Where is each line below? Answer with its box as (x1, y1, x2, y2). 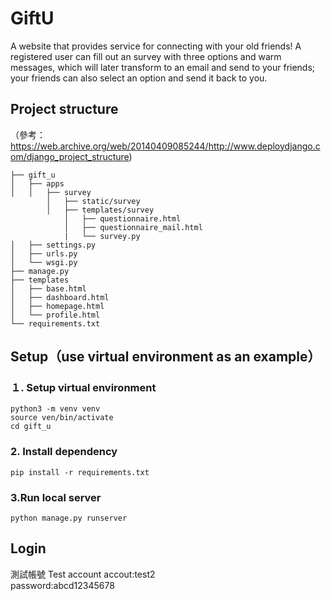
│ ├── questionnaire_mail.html (63, 222, 203, 232)
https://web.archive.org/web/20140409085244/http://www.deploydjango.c (10, 140, 321, 152)
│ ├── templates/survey (46, 205, 155, 215)
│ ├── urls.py (10, 248, 78, 259)
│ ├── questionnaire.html (63, 213, 182, 224)
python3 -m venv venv (10, 404, 101, 414)
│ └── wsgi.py (10, 257, 78, 267)
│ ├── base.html (10, 283, 87, 294)
